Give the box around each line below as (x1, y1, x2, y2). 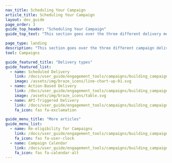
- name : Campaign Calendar (10, 140, 68, 146)
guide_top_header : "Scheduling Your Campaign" (5, 27, 106, 32)
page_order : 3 (5, 22, 36, 27)
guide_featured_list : (5, 64, 52, 69)
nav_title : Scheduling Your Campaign (5, 7, 86, 13)
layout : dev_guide (5, 17, 45, 22)
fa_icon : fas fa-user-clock (14, 136, 74, 141)
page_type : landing (5, 41, 47, 46)
